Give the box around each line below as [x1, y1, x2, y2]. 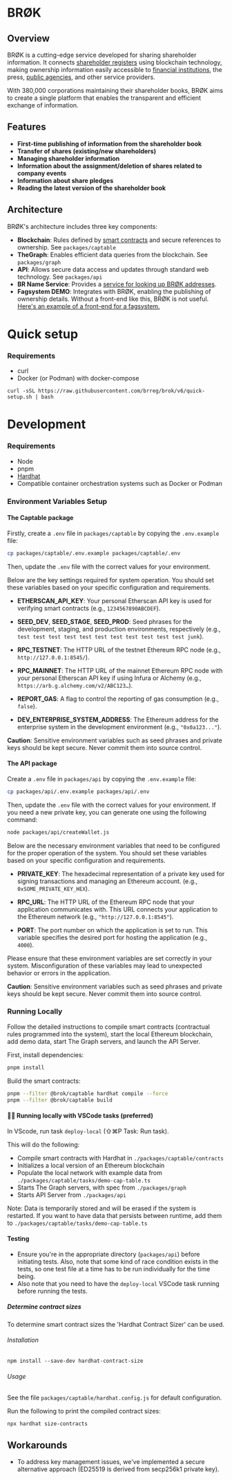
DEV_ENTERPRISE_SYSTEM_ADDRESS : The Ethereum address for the [17, 715, 219, 724]
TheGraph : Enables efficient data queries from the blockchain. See [17, 250, 209, 259]
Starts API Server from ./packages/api [17, 1190, 126, 1199]
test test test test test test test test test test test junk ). [17, 632, 204, 641]
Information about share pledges [17, 176, 114, 184]
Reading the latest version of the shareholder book [17, 184, 166, 192]
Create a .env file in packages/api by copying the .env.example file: [7, 774, 197, 783]
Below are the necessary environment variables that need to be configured [7, 841, 220, 850]
